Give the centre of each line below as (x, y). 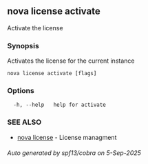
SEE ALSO (24, 122)
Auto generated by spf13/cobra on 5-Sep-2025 (74, 153)
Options (21, 91)
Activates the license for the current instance (71, 61)
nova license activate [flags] (52, 74)
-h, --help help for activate (60, 105)
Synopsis (23, 45)
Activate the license (35, 28)
